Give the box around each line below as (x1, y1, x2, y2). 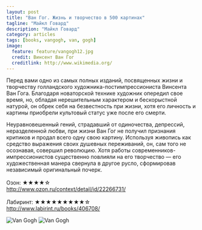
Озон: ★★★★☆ (6, 179, 50, 186)
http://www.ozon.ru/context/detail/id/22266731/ (6, 185, 126, 192)
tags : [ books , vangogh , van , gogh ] (6, 37, 96, 43)
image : (6, 43, 23, 49)
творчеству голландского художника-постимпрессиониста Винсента (6, 83, 187, 90)
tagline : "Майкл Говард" (6, 20, 69, 26)
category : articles (6, 32, 56, 38)
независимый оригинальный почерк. (6, 166, 103, 173)
